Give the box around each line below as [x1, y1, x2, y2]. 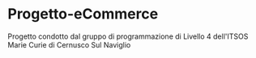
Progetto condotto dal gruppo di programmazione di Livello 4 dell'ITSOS [7, 31, 249, 41]
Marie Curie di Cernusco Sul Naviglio [7, 39, 131, 49]
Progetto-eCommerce [7, 5, 159, 23]
